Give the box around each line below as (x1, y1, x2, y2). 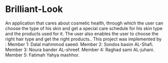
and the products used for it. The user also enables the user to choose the (5, 30, 159, 36)
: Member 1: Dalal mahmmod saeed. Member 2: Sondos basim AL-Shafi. (5, 41, 154, 47)
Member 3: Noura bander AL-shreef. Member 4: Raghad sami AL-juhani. (5, 46, 154, 52)
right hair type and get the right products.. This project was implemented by (5, 36, 162, 42)
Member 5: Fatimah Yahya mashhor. (5, 51, 80, 58)
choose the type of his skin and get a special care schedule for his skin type (5, 25, 163, 31)
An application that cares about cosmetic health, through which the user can (5, 20, 163, 26)
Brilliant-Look (5, 3, 63, 15)
